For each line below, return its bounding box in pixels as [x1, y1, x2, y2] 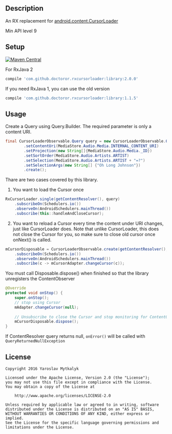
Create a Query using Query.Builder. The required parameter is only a [5, 123, 152, 130]
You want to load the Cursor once [12, 187, 84, 193]
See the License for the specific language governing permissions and [5, 420, 159, 425]
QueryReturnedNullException [5, 339, 66, 344]
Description [5, 4, 44, 13]
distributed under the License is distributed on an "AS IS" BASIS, [5, 407, 155, 412]
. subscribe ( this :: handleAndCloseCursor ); [14, 211, 104, 216]
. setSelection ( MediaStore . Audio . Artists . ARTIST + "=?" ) [24, 158, 145, 163]
